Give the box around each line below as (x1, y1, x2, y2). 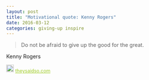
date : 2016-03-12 (6, 20, 50, 25)
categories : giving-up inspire (6, 25, 84, 31)
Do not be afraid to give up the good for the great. (20, 41, 144, 49)
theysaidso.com (15, 68, 51, 74)
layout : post (6, 8, 39, 15)
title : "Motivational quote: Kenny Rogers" (6, 14, 117, 20)
